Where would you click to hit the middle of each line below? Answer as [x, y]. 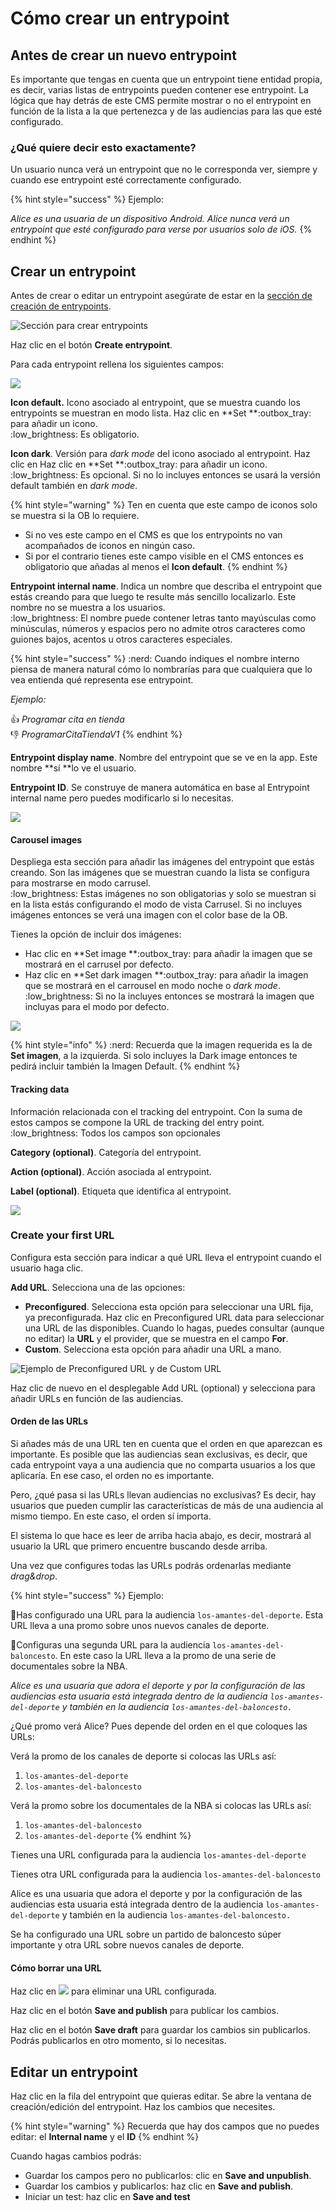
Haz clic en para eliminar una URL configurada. [113, 1991]
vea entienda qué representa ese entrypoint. [102, 680]
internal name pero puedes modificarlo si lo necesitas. [122, 798]
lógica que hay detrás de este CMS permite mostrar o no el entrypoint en [161, 100]
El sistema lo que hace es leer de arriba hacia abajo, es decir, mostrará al [161, 1536]
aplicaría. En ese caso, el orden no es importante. [112, 1476]
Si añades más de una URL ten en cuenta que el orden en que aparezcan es [166, 1444]
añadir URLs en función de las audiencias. [97, 1398]
